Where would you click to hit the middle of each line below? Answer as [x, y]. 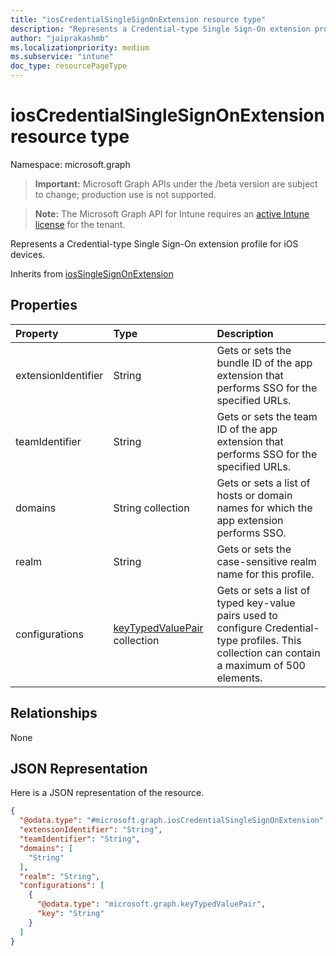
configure [239, 628]
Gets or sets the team [267, 416]
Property [37, 333]
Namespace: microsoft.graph [70, 164]
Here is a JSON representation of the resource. [107, 793]
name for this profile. [265, 574]
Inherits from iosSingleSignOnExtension [92, 273]
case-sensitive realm [266, 561]
